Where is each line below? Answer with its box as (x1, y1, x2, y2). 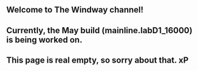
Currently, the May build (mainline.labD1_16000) (6, 25, 193, 35)
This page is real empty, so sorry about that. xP (6, 55, 189, 66)
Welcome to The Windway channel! (6, 5, 144, 15)
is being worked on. (6, 34, 83, 45)
